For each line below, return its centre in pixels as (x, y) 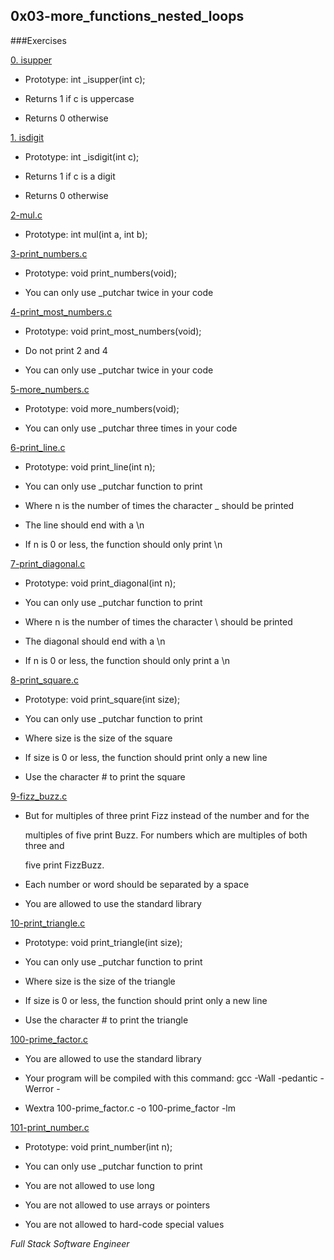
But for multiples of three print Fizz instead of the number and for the (167, 815)
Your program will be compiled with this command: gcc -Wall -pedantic (171, 1078)
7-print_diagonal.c (48, 563)
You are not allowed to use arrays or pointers (117, 1205)
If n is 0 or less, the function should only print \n (123, 544)
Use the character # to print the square (105, 776)
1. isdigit (27, 137)
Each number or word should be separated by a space (137, 884)
